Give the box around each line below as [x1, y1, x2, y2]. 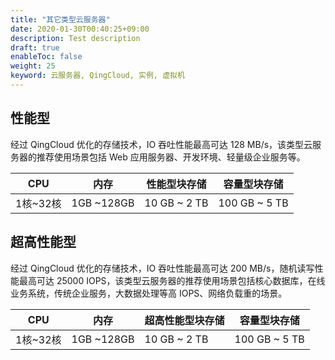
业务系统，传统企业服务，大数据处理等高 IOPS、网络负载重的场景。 [10, 287, 288, 299]
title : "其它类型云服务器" [10, 14, 111, 25]
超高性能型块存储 [144, 313, 225, 327]
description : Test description [10, 33, 141, 43]
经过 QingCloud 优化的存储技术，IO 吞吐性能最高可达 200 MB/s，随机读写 [10, 262, 315, 274]
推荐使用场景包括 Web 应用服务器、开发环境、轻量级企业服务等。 [36, 151, 306, 163]
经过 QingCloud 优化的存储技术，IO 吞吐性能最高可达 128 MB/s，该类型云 [10, 138, 313, 150]
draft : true [10, 42, 60, 53]
